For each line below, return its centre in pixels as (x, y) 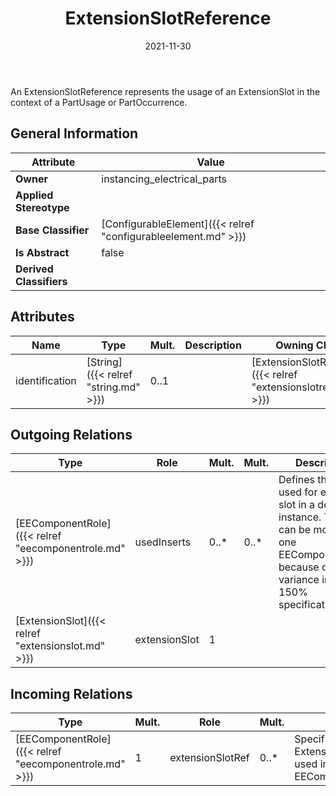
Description (213, 345)
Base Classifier (52, 230)
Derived (34, 269)
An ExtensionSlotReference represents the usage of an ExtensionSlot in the (165, 91)
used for (298, 492)
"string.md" (113, 387)
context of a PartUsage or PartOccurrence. (99, 102)
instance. (300, 517)
